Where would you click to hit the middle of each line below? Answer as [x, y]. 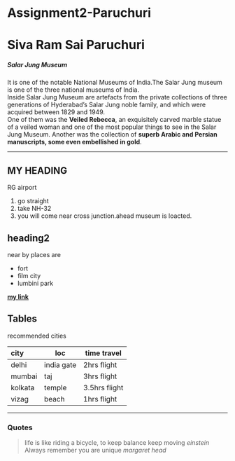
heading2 [29, 238]
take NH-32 [34, 209]
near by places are [34, 254]
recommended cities [37, 336]
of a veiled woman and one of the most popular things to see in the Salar [112, 127]
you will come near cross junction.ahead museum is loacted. [105, 216]
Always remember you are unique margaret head [95, 450]
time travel [103, 353]
